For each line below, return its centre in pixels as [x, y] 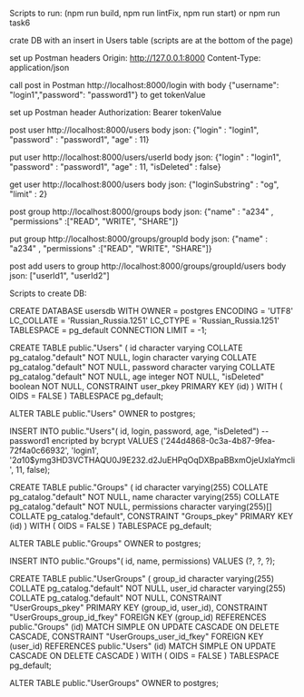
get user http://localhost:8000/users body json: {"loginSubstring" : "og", [144, 184]
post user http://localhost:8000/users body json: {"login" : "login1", [134, 130]
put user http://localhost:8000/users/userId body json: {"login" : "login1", [145, 157]
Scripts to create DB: [48, 293]
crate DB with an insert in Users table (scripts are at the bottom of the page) [151, 40]
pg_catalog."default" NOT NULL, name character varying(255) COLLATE [144, 497]
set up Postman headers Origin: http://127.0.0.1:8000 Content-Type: [135, 58]
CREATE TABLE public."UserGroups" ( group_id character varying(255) [142, 579]
